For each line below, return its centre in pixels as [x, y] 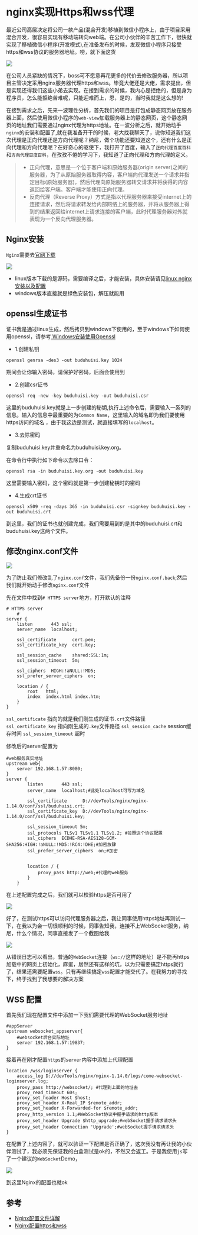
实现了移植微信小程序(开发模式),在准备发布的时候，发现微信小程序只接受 [94, 44]
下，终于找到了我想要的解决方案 [45, 979]
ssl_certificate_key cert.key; [56, 645]
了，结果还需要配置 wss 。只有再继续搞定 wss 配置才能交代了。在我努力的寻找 [97, 972]
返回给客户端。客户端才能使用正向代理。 [78, 189]
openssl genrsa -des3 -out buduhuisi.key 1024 [64, 360]
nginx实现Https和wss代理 [70, 12]
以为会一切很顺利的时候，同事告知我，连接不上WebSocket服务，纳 [108, 926]
